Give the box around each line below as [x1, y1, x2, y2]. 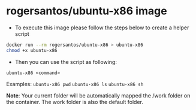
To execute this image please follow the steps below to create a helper [14, 24, 189, 31]
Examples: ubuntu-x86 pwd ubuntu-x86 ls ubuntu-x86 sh [6, 80, 144, 87]
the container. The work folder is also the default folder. [6, 98, 144, 105]
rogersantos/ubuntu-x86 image [6, 4, 167, 18]
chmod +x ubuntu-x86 [6, 47, 58, 53]
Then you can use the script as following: [14, 58, 117, 65]
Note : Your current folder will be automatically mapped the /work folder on [6, 91, 191, 99]
